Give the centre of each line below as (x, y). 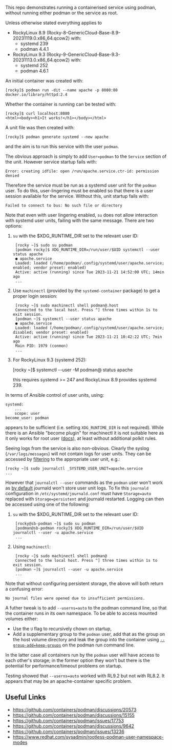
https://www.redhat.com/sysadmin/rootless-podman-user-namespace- (88, 737)
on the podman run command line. (99, 645)
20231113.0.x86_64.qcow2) (41, 60)
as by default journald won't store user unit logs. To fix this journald (77, 488)
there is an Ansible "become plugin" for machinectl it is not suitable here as (85, 433)
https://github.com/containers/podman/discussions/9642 (73, 726)
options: (14, 226)
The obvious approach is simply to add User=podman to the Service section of (86, 156)
